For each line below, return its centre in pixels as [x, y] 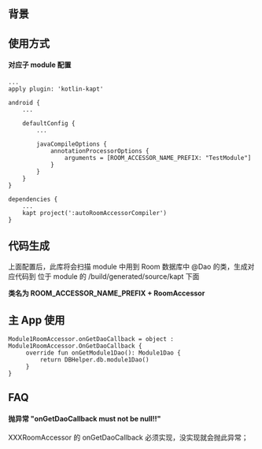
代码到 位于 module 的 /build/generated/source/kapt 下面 [107, 276]
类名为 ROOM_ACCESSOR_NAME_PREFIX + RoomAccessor [107, 293]
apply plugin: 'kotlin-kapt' [56, 89]
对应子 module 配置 [40, 65]
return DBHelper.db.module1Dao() [94, 360]
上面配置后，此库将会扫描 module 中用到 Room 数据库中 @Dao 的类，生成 [128, 266]
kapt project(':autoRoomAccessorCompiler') [95, 213]
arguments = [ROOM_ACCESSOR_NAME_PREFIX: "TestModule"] [158, 158]
